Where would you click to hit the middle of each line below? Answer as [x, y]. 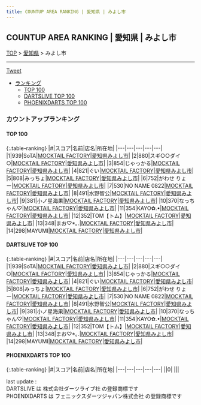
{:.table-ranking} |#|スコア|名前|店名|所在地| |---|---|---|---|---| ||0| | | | [93, 369]
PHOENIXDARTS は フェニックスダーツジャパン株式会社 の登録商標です [94, 396]
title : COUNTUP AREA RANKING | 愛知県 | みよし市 [66, 12]
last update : [22, 381]
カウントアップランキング [43, 119]
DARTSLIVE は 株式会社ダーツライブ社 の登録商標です [72, 388]
